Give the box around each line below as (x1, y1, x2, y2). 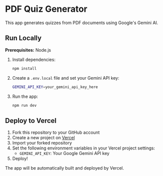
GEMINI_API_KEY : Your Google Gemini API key (19, 150, 110, 156)
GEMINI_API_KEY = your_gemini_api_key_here (12, 85, 98, 89)
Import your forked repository (12, 140, 72, 146)
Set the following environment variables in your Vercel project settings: (12, 145, 155, 151)
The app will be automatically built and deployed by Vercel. (5, 165, 124, 171)
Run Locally (5, 34, 42, 42)
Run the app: (12, 93, 38, 99)
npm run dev (12, 103, 37, 108)
